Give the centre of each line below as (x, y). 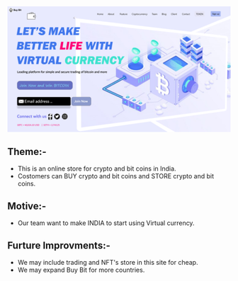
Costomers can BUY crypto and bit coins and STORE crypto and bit (116, 176)
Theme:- (27, 151)
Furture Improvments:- (59, 245)
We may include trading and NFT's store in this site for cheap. (108, 262)
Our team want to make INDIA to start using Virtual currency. (106, 223)
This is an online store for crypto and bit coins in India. (97, 168)
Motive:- (27, 206)
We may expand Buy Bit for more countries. (81, 270)
